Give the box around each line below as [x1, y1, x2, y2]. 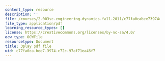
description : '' [5, 12, 38, 17]
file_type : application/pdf [5, 21, 63, 26]
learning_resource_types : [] [5, 26, 65, 30]
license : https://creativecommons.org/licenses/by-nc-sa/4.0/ [5, 30, 135, 35]
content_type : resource [5, 7, 54, 12]
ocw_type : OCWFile [5, 35, 43, 40]
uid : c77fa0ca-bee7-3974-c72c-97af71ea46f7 [5, 48, 96, 53]
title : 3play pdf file [5, 44, 52, 49]
